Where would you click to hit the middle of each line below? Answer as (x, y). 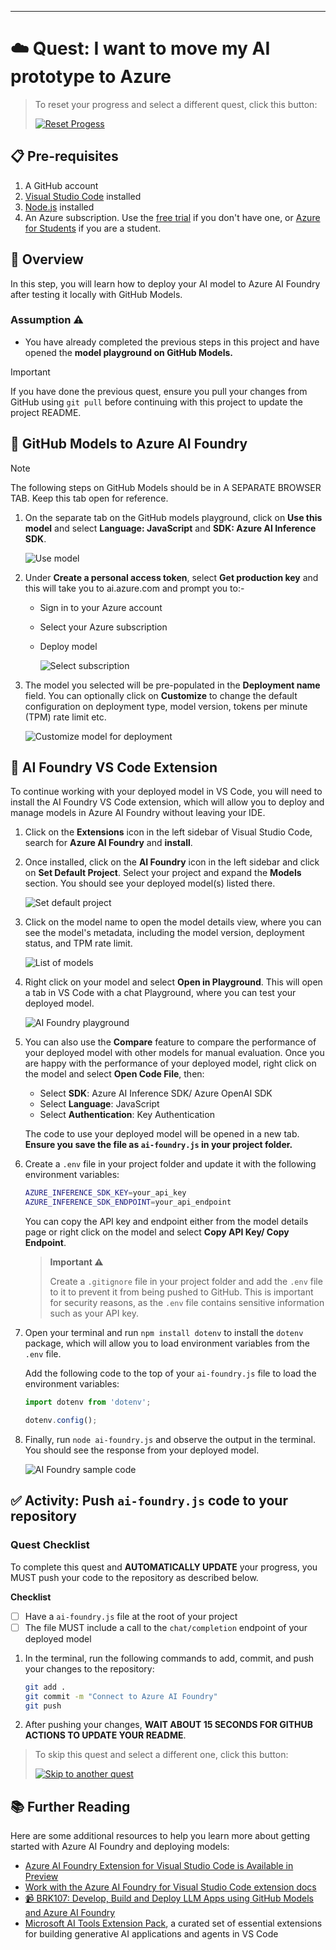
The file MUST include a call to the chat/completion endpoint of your (166, 1627)
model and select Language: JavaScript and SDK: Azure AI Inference (170, 528)
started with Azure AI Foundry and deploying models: (120, 1847)
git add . (45, 1687)
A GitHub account (61, 185)
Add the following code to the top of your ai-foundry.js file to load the (170, 1373)
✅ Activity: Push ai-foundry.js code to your (149, 1501)
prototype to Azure (91, 77)
